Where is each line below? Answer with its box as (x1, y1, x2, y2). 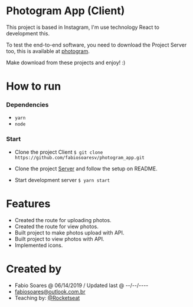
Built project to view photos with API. (14, 235, 104, 242)
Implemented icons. (14, 242, 63, 249)
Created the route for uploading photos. (14, 216, 112, 223)
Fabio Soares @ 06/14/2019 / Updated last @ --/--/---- (14, 282, 149, 289)
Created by (6, 262, 62, 275)
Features (6, 197, 51, 210)
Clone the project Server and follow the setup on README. (14, 165, 158, 172)
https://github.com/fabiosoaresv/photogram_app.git (14, 154, 145, 160)
